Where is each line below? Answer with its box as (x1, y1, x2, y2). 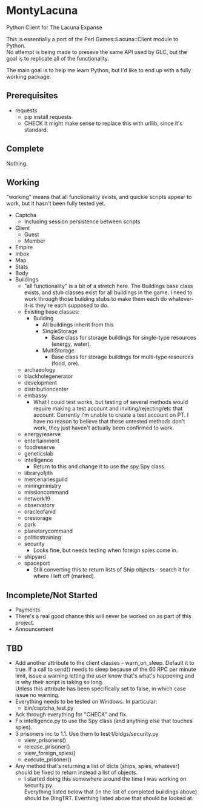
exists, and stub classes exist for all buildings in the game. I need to (24, 289, 193, 296)
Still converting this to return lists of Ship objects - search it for (33, 566, 190, 573)
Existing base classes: (24, 308, 80, 315)
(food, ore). (51, 360, 80, 367)
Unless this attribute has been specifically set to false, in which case (15, 685, 186, 692)
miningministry (24, 482, 62, 490)
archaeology (24, 366, 56, 374)
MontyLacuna (6, 4, 78, 18)
